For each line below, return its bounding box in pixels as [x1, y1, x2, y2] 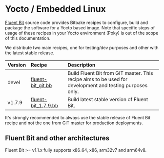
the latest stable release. [5, 50, 55, 56]
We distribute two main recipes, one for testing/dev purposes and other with [5, 45, 159, 50]
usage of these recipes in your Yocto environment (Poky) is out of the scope [5, 30, 159, 36]
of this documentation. [5, 35, 51, 41]
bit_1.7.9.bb [31, 102, 59, 109]
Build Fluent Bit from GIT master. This [67, 69, 153, 76]
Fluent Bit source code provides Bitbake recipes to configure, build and [5, 20, 148, 25]
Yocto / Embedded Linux [5, 3, 106, 15]
